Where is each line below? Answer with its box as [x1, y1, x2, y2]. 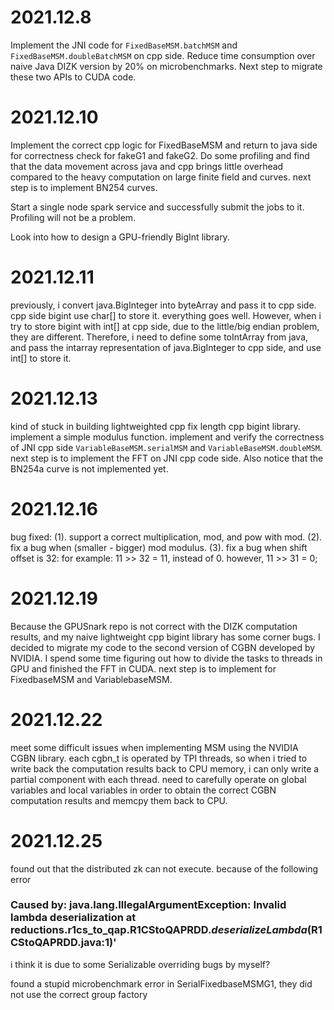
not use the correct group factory [10, 988, 148, 1000]
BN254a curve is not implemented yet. [10, 462, 169, 475]
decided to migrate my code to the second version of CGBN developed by [10, 641, 316, 653]
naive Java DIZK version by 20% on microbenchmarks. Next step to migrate [10, 60, 323, 72]
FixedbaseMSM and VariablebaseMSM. [10, 673, 173, 685]
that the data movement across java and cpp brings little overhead [10, 160, 284, 172]
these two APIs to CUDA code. [10, 71, 137, 83]
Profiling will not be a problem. [10, 211, 137, 223]
